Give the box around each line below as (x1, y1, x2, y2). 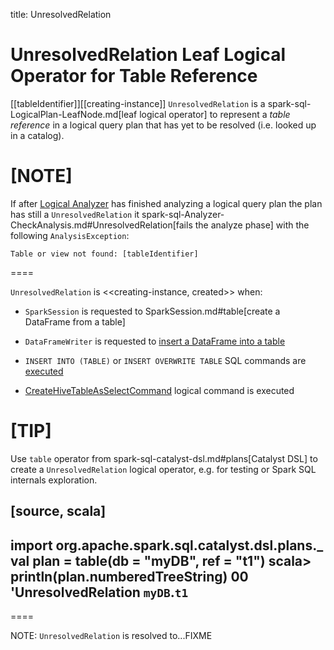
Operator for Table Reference (10, 65, 258, 88)
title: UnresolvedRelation (10, 9, 112, 20)
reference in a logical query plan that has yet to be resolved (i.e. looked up (10, 119, 317, 131)
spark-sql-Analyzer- (141, 208, 225, 220)
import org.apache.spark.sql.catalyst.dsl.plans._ (10, 537, 324, 554)
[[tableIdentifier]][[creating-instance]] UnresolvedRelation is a (10, 97, 266, 109)
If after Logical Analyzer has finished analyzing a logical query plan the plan (10, 197, 323, 209)
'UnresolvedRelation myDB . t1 (10, 584, 189, 601)
